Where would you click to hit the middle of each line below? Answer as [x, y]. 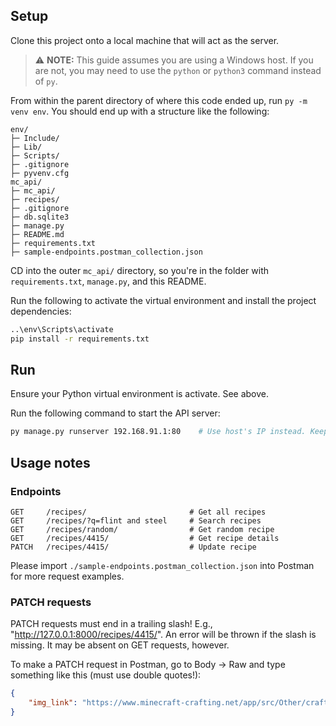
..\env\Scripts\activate [62, 329]
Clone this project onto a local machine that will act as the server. [145, 40]
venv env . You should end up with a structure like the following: [140, 111]
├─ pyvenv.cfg [40, 173]
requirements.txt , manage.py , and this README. [108, 281]
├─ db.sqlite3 [40, 217]
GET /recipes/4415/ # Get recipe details [145, 538]
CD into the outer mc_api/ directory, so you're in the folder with [140, 270]
